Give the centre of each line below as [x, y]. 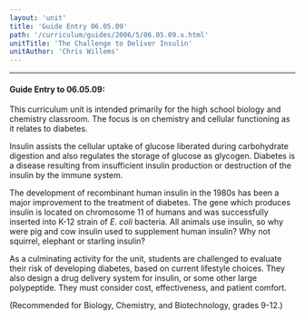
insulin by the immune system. [66, 175]
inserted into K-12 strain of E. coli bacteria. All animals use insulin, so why [147, 222]
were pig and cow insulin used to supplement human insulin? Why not [140, 232]
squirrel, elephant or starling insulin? [78, 241]
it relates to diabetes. [49, 129]
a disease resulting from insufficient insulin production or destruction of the [151, 165]
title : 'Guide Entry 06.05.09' [69, 26]
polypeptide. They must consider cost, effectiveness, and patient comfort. [148, 288]
